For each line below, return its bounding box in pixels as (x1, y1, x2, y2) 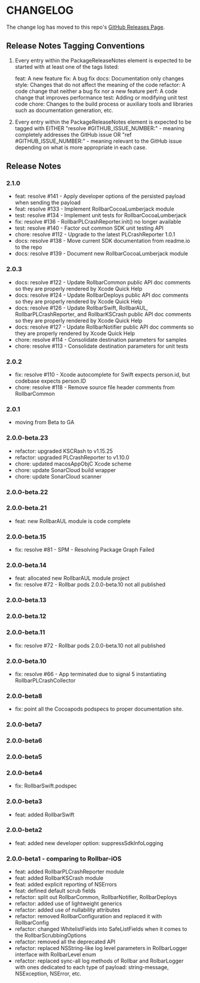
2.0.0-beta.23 (6, 434, 49, 442)
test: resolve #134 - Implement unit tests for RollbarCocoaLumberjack (14, 212, 187, 219)
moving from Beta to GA (14, 419, 75, 426)
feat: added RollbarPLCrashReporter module (14, 868, 125, 876)
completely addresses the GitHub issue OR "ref (14, 131, 132, 138)
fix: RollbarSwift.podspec (14, 782, 77, 789)
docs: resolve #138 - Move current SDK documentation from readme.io (14, 238, 190, 245)
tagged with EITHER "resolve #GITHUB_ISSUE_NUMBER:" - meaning (14, 124, 184, 132)
